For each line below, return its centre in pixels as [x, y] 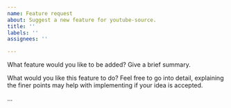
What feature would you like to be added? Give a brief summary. [99, 65]
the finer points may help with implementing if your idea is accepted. [105, 85]
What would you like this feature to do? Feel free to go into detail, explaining [115, 78]
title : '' [22, 26]
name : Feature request [40, 13]
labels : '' [23, 33]
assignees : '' [28, 39]
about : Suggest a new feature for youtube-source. [82, 20]
